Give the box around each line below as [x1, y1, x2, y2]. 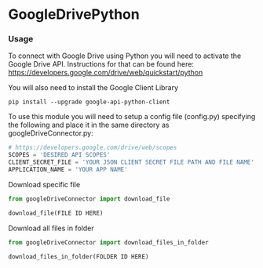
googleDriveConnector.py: [8, 129, 93, 138]
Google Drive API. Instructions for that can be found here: [8, 60, 195, 69]
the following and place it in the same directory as [8, 120, 170, 130]
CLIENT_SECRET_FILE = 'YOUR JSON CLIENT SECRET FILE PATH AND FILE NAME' [8, 158, 255, 166]
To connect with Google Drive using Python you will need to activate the [8, 51, 242, 60]
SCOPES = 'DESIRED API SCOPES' [8, 151, 111, 159]
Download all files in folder [8, 223, 94, 233]
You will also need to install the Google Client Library [8, 83, 179, 92]
